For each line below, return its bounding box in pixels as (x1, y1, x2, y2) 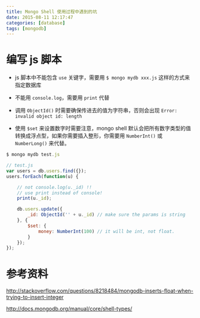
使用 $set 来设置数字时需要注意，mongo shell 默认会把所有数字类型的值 (14, 125, 191, 132)
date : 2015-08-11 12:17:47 (6, 14, 73, 20)
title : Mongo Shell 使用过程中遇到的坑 (6, 8, 97, 15)
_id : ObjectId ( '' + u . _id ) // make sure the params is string (27, 212, 186, 218)
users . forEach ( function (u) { (6, 173, 79, 179)
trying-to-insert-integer (6, 293, 64, 301)
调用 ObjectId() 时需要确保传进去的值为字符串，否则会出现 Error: (14, 107, 178, 114)
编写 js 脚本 (6, 53, 62, 66)
